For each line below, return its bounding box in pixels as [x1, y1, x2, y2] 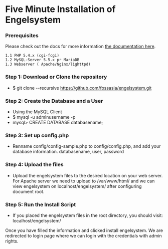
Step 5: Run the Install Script [5, 201, 76, 208]
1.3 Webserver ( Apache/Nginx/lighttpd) [5, 62, 91, 67]
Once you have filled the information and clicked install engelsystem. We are [5, 227, 163, 233]
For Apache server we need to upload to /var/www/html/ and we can [12, 178, 155, 184]
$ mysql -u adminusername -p [12, 114, 76, 120]
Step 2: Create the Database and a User [5, 97, 103, 104]
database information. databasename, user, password [12, 149, 124, 155]
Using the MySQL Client [12, 109, 62, 115]
